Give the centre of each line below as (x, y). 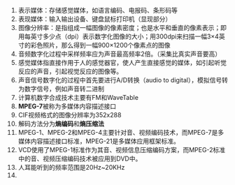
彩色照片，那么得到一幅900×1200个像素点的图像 (100, 45)
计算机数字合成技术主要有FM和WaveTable (78, 97)
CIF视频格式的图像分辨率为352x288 (70, 115)
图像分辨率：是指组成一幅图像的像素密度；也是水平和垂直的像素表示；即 (122, 28)
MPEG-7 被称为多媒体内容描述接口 (67, 106)
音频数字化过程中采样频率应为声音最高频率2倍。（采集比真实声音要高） (120, 54)
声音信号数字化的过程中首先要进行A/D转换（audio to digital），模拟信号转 (123, 80)
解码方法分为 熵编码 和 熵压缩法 (61, 124)
